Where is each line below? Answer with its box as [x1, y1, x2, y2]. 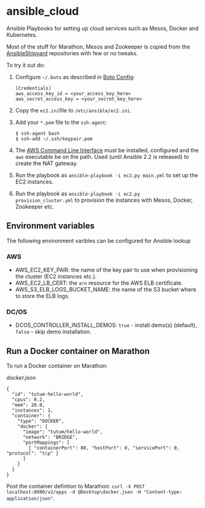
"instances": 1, [12, 407, 53, 414]
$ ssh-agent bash [15, 130, 60, 136]
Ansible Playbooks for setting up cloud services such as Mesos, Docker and [6, 25, 199, 32]
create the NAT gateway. [15, 160, 78, 167]
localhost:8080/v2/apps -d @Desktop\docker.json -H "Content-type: [6, 489, 183, 495]
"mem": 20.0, [12, 402, 45, 409]
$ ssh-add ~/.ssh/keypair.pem [15, 136, 93, 142]
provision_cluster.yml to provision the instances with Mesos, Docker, [15, 196, 193, 204]
